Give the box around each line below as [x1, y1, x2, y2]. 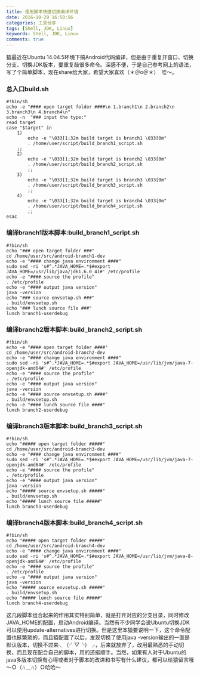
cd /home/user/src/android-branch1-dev [6, 253, 106, 259]
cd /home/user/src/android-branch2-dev [6, 350, 106, 356]
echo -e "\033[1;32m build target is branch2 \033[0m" [27, 156, 167, 162]
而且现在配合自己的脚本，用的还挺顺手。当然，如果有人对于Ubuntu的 [16, 649, 187, 656]
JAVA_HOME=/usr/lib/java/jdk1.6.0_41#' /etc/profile [6, 268, 140, 274]
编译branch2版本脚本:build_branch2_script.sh [6, 325, 142, 334]
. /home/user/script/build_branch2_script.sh [27, 162, 143, 168]
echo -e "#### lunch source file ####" [6, 402, 106, 408]
